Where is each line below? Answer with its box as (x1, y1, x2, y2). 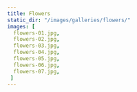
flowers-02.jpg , (13, 36, 60, 43)
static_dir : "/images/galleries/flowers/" (7, 17, 131, 24)
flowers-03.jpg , (13, 42, 60, 49)
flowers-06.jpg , (13, 62, 60, 68)
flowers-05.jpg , (13, 55, 60, 62)
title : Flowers (7, 10, 51, 17)
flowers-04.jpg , (13, 49, 60, 56)
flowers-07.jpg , (13, 68, 60, 75)
